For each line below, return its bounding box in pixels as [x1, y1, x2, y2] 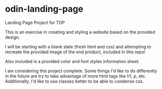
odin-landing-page [5, 3, 84, 15]
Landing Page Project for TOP [5, 20, 65, 25]
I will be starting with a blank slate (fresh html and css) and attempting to [5, 44, 151, 49]
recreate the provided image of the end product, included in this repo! [5, 49, 145, 55]
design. [5, 34, 20, 40]
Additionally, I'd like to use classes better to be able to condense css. [5, 78, 144, 84]
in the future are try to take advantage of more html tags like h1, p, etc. [5, 73, 146, 79]
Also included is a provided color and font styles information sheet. [5, 58, 140, 64]
